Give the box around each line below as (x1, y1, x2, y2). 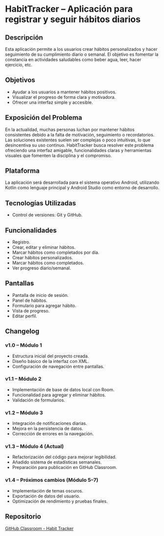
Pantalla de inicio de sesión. (12, 292, 69, 298)
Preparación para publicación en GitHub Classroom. (12, 465, 117, 470)
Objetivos (5, 76, 35, 84)
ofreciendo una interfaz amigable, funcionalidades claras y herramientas (5, 147, 152, 153)
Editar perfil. (12, 313, 38, 319)
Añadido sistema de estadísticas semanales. (12, 459, 102, 465)
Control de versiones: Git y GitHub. (12, 212, 83, 218)
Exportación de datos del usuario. (12, 493, 81, 499)
